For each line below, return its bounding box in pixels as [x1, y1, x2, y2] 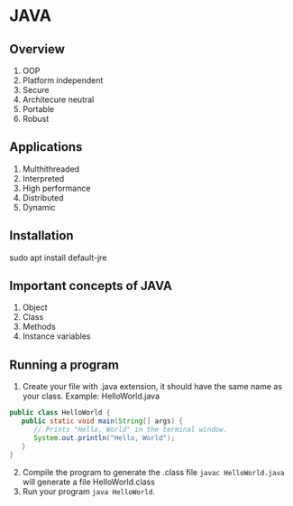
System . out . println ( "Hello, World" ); [32, 433, 176, 443]
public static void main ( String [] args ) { [21, 417, 183, 426]
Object [22, 302, 48, 313]
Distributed [22, 192, 65, 203]
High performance [22, 183, 91, 193]
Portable [22, 104, 55, 114]
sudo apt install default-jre [9, 252, 107, 263]
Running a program [9, 357, 120, 372]
